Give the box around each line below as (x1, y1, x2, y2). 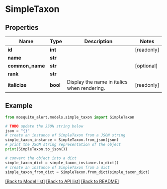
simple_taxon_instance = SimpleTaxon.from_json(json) (5, 137, 119, 142)
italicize (7, 82, 27, 88)
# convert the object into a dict (5, 155, 77, 161)
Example (5, 102, 33, 110)
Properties (5, 23, 39, 32)
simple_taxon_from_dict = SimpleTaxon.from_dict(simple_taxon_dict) (5, 170, 150, 175)
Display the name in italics (67, 78, 128, 85)
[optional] (135, 63, 158, 69)
